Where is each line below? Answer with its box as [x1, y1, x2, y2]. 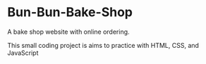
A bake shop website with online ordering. [7, 27, 130, 36]
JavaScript [7, 49, 39, 57]
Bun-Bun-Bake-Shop [7, 4, 133, 20]
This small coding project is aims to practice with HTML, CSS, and [7, 41, 200, 49]
